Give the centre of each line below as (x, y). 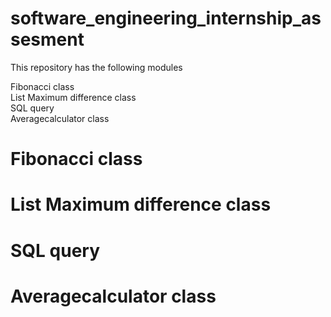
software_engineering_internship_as (166, 18)
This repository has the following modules (96, 67)
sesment (47, 39)
